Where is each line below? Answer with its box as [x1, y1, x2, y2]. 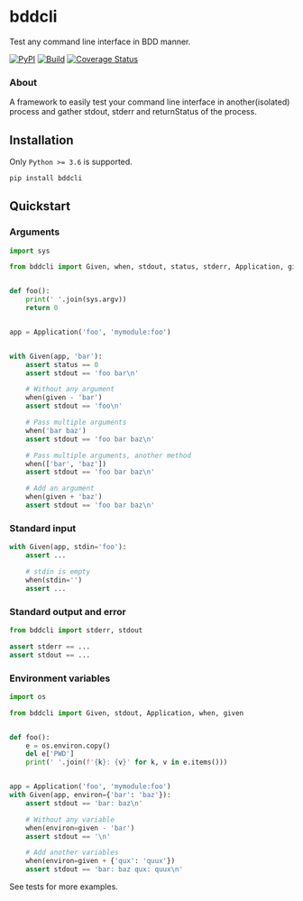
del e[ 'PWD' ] [25, 749, 75, 758]
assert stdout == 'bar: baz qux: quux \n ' [25, 865, 183, 874]
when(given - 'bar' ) [25, 393, 103, 402]
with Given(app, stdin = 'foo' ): [9, 543, 127, 552]
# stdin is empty [25, 567, 91, 576]
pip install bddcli [9, 174, 83, 183]
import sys [9, 246, 50, 255]
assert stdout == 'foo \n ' [25, 401, 124, 411]
